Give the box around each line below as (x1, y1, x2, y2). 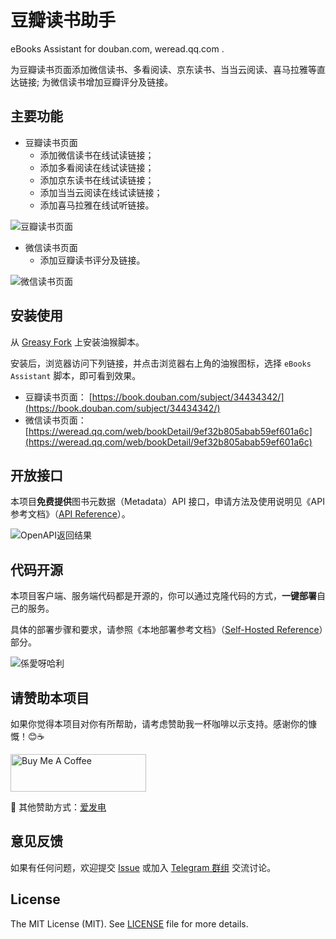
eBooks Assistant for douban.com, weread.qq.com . (10, 42, 225, 55)
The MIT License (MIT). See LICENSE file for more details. (10, 917, 249, 930)
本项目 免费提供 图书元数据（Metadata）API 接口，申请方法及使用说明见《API (10, 496, 325, 508)
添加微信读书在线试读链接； (39, 149, 155, 161)
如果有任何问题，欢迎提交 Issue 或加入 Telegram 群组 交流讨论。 (10, 861, 277, 873)
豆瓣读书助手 (10, 9, 117, 32)
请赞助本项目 (10, 689, 90, 706)
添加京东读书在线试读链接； (39, 174, 155, 186)
